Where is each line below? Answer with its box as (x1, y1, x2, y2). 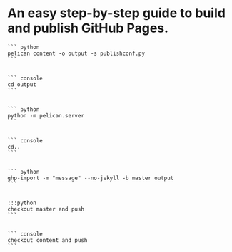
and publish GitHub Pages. (7, 20, 169, 36)
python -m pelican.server (7, 112, 84, 119)
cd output (7, 80, 37, 88)
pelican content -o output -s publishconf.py (7, 50, 145, 57)
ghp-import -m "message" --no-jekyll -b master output (7, 174, 174, 182)
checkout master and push (7, 205, 84, 213)
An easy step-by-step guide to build (7, 5, 226, 21)
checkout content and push (7, 236, 88, 243)
